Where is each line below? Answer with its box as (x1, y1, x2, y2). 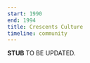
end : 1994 (7, 17, 37, 24)
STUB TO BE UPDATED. (7, 49, 76, 57)
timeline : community (7, 29, 68, 37)
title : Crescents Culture (7, 23, 83, 30)
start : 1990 (7, 10, 42, 17)
